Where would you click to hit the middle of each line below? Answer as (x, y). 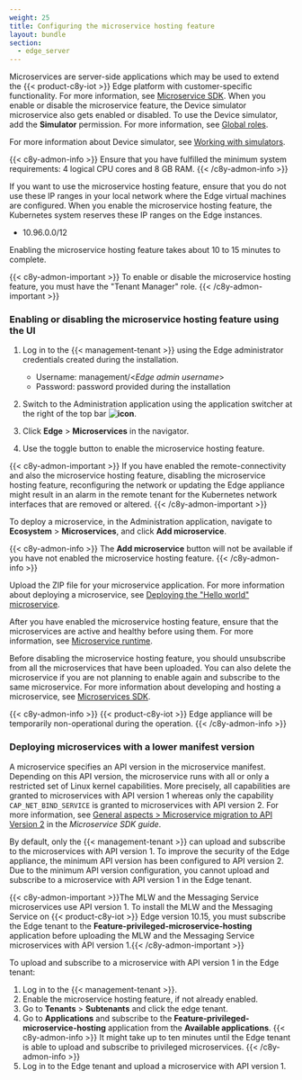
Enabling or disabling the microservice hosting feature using (144, 319)
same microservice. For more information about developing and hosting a (145, 687)
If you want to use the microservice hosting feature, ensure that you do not (148, 186)
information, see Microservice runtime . (81, 641)
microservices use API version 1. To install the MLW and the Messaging (141, 906)
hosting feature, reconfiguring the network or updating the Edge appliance (147, 485)
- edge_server (44, 51)
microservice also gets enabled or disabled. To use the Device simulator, (144, 115)
